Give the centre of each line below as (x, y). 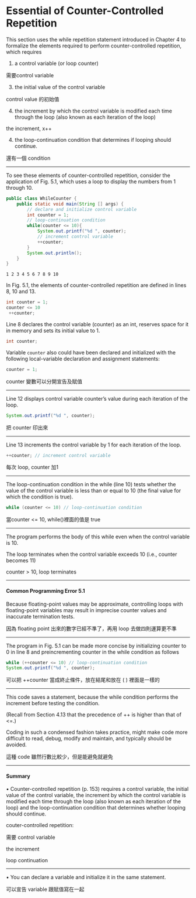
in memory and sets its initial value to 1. (53, 330)
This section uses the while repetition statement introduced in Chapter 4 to (96, 39)
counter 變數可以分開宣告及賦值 (44, 381)
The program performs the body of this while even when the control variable (98, 537)
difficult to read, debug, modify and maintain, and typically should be (89, 739)
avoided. (17, 745)
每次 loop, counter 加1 (32, 467)
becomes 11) (21, 561)
